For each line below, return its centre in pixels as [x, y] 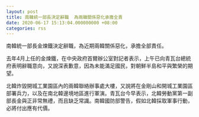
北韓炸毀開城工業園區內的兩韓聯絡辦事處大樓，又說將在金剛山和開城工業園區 [99, 86]
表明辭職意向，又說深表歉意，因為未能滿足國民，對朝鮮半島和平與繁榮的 [99, 66]
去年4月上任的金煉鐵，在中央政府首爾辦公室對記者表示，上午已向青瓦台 [94, 58]
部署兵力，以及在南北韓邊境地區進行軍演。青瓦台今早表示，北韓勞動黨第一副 [99, 93]
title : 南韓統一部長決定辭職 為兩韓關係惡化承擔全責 [65, 17]
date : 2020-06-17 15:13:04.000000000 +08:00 [62, 23]
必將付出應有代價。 [30, 108]
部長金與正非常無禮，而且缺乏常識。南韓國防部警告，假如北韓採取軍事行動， [99, 101]
